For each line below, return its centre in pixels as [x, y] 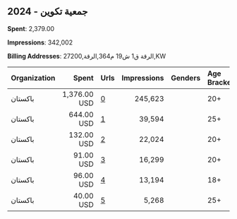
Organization [33, 78]
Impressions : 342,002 [40, 42]
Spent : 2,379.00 [31, 28]
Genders [186, 78]
